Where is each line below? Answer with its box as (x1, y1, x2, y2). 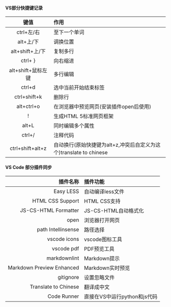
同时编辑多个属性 (53, 122, 95, 129)
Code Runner (47, 293, 79, 300)
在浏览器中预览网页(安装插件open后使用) (53, 103, 152, 110)
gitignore (58, 274, 79, 281)
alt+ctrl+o (16, 103, 40, 110)
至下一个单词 (53, 29, 84, 36)
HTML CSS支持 (83, 198, 121, 205)
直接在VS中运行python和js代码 (83, 293, 158, 300)
